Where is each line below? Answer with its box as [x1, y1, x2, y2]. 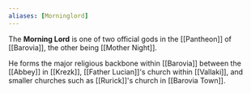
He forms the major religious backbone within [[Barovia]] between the [8, 58, 241, 68]
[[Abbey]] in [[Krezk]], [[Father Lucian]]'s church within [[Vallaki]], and [8, 66, 244, 77]
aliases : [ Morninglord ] [8, 11, 89, 20]
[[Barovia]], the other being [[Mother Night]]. [8, 42, 158, 53]
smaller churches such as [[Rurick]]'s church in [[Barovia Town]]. [8, 75, 226, 85]
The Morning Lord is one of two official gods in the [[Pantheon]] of [8, 34, 232, 44]
